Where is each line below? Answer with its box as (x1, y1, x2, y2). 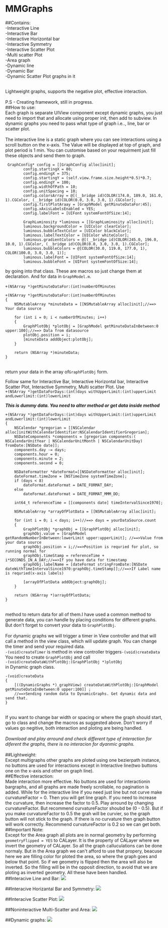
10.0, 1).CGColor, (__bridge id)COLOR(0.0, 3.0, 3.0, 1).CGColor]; (5, 241, 150, 247)
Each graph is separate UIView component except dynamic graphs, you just (5, 109, 162, 116)
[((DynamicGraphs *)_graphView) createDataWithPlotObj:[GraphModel (14, 682, 158, 687)
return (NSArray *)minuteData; (14, 350, 80, 355)
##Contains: (5, 20, 31, 26)
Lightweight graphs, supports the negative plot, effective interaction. (5, 88, 147, 94)
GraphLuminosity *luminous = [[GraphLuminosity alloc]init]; (23, 220, 154, 225)
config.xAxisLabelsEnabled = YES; (23, 206, 96, 211)
